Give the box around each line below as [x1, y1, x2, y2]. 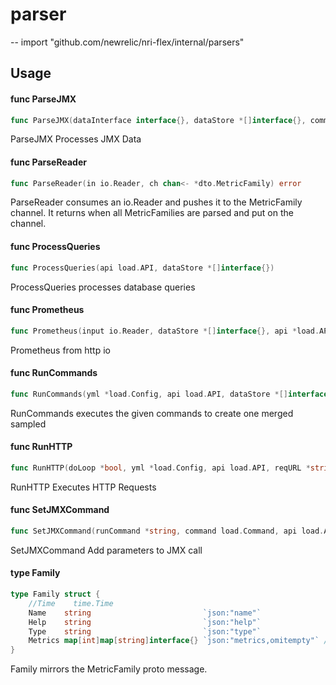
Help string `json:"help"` [28, 617, 262, 627]
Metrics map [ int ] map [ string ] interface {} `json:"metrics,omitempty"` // [28, 636, 333, 646]
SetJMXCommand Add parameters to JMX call [10, 544, 203, 556]
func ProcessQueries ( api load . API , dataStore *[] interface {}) [10, 263, 275, 273]
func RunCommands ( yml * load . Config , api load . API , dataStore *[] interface [10, 389, 329, 399]
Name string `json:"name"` [28, 608, 262, 618]
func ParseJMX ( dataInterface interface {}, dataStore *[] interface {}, [10, 115, 307, 125]
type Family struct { [10, 589, 101, 600]
